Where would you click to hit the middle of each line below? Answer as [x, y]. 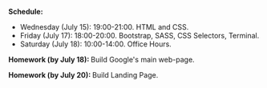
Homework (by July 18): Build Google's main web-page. [101, 60]
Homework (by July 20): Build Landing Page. [83, 75]
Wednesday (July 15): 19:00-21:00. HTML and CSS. [104, 27]
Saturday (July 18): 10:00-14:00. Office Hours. [96, 44]
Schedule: [26, 12]
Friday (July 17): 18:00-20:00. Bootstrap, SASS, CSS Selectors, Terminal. [140, 36]
